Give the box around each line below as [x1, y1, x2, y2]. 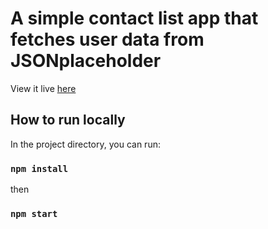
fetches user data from [10, 28, 205, 51]
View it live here [10, 82, 77, 94]
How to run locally [10, 112, 126, 129]
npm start [10, 208, 58, 219]
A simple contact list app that [10, 7, 259, 30]
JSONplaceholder [10, 50, 162, 72]
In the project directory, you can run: [10, 138, 161, 150]
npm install [10, 163, 69, 174]
